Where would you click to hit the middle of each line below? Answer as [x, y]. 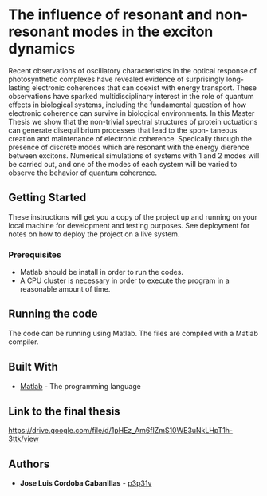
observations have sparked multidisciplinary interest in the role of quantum [131, 96]
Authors [29, 464]
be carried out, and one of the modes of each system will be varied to [123, 164]
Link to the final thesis [65, 412]
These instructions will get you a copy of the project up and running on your [133, 216]
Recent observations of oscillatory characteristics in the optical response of [133, 70]
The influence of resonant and [110, 15]
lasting [19, 87]
